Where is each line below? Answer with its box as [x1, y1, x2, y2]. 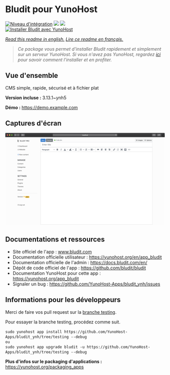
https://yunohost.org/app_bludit [12, 275, 79, 281]
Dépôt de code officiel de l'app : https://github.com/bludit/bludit [12, 265, 146, 271]
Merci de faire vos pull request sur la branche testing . [5, 309, 117, 315]
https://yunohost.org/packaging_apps [5, 363, 84, 370]
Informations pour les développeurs [5, 296, 121, 304]
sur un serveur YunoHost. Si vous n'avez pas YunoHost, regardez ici [17, 51, 161, 57]
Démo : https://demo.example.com [5, 104, 78, 110]
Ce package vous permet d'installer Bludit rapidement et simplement [17, 46, 161, 52]
